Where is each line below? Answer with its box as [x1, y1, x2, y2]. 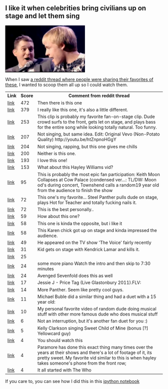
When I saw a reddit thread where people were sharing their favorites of [5, 76, 153, 82]
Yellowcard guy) [37, 330, 71, 336]
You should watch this [37, 337, 83, 343]
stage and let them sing [5, 12, 80, 20]
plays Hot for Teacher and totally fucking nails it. [37, 199, 137, 205]
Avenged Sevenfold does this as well [37, 272, 113, 279]
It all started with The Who [37, 367, 91, 373]
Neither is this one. [37, 150, 76, 156]
